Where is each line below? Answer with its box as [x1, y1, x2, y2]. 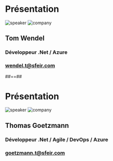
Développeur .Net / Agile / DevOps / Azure [5, 136, 109, 143]
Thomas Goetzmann [5, 121, 69, 129]
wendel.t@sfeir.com [5, 62, 55, 69]
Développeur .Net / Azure [5, 49, 68, 56]
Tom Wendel [5, 34, 45, 42]
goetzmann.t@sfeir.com [5, 149, 65, 156]
